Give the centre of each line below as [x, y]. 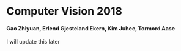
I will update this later [33, 42]
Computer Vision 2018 [65, 11]
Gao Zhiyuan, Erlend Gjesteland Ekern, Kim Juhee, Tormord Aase [91, 28]
